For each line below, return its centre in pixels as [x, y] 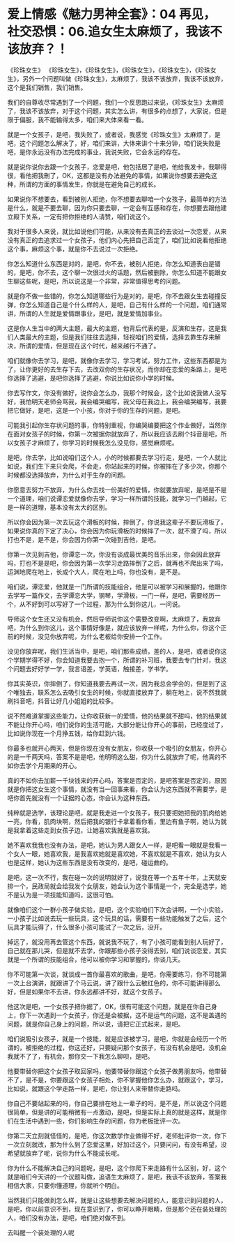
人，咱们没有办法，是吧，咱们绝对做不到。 [68, 1218]
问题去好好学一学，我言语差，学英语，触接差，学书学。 [92, 668]
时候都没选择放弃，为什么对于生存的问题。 [68, 475]
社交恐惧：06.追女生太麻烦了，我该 [109, 32]
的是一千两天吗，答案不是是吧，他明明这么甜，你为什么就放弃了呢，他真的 [114, 757]
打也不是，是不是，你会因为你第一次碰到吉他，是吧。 [84, 539]
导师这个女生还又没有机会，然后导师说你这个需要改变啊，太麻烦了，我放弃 [114, 619]
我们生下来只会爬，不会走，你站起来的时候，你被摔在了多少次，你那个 [126, 466]
